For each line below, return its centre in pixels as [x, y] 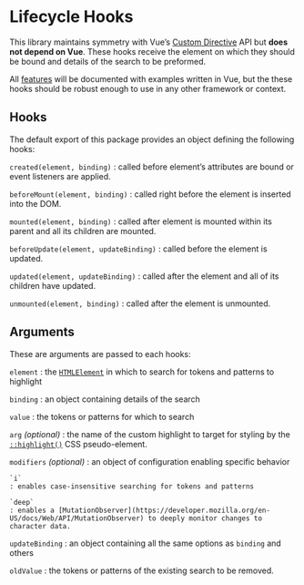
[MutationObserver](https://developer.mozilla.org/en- [164, 510]
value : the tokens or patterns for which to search [102, 416]
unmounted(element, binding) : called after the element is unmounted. [140, 303]
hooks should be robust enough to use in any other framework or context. [148, 88]
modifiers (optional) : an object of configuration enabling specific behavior [150, 461]
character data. [40, 526]
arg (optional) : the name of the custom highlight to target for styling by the [150, 434]
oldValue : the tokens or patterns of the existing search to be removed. [142, 570]
